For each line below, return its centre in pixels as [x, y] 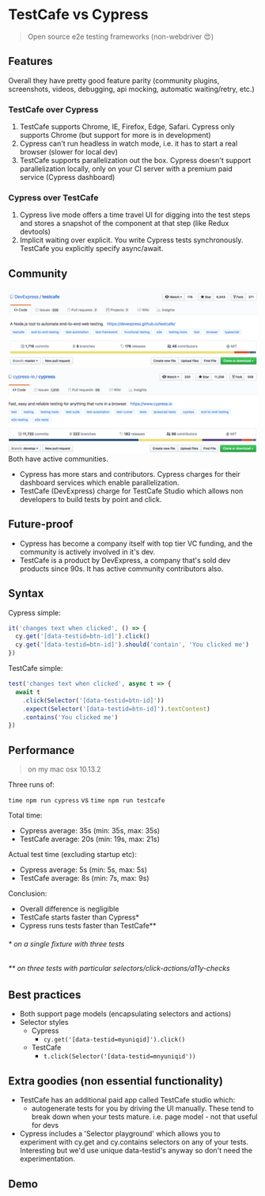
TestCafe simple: [36, 668]
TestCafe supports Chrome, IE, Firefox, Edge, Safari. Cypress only [127, 127]
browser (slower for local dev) [69, 152]
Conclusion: [28, 893]
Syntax [26, 594]
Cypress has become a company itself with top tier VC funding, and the [136, 543]
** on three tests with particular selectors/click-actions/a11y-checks [119, 969]
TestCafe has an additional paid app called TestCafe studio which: [127, 1100]
